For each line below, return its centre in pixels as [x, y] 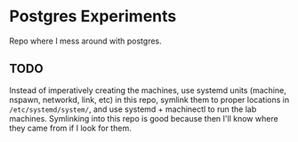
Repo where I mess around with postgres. [85, 41]
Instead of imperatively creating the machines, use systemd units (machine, [148, 90]
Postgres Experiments [93, 16]
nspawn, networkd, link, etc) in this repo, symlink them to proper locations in [149, 99]
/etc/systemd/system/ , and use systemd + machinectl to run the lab [133, 109]
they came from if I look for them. [70, 128]
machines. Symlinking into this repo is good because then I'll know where [144, 118]
